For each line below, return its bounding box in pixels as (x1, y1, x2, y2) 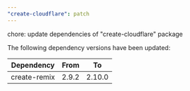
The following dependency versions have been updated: (7, 43, 171, 51)
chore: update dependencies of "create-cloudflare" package (7, 30, 183, 38)
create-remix (11, 72, 55, 82)
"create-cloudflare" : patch (7, 10, 90, 18)
